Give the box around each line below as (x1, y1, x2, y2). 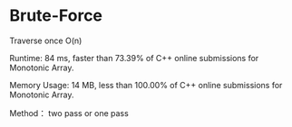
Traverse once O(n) (9, 35, 83, 46)
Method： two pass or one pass (9, 107, 129, 118)
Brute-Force (9, 5, 102, 26)
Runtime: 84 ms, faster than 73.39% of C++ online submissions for (9, 52, 259, 63)
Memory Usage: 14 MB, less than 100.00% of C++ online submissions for (9, 79, 283, 90)
